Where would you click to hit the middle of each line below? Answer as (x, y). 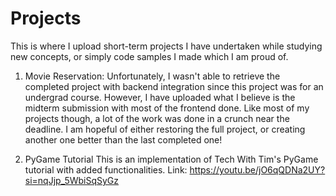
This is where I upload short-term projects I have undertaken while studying (166, 46)
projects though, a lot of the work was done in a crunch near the (157, 118)
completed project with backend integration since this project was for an (174, 86)
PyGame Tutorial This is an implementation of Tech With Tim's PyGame (171, 159)
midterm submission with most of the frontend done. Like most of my (167, 108)
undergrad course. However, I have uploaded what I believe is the (160, 97)
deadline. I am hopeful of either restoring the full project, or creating (165, 129)
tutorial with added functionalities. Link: (106, 169)
